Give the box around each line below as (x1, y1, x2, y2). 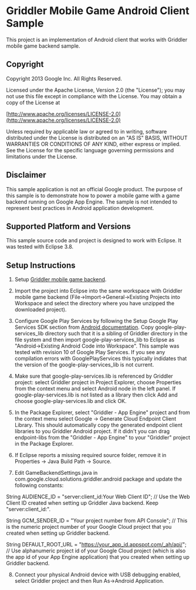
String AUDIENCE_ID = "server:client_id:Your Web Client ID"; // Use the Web (6, 493, 190, 501)
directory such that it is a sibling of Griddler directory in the (45, 330, 188, 337)
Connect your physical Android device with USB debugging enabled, (14, 571, 181, 578)
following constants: (14, 482, 64, 489)
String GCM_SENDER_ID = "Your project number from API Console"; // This (6, 517, 188, 524)
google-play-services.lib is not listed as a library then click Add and (14, 391, 178, 398)
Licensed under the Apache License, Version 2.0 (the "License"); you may (6, 86, 185, 94)
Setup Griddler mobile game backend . (14, 276, 107, 283)
